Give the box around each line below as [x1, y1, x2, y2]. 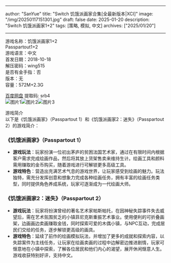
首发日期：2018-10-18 [5, 57, 51, 62]
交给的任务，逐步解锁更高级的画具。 [21, 226, 98, 232]
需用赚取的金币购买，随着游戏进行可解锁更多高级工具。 [12, 162, 129, 168]
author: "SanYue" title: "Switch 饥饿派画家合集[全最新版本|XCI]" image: [5, 11, 154, 17]
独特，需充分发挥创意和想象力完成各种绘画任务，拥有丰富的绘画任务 [12, 174, 156, 181]
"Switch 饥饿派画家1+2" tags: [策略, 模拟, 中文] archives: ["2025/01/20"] [5, 22, 156, 29]
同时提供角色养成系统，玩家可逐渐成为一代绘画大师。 [21, 181, 133, 187]
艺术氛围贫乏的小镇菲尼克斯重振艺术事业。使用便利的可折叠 [35, 214, 160, 220]
